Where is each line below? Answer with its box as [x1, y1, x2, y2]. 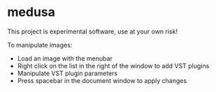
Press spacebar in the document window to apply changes [17, 76, 187, 84]
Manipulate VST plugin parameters [17, 69, 117, 77]
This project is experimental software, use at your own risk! [7, 27, 178, 36]
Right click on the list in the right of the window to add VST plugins [17, 61, 210, 70]
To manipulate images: [7, 40, 73, 49]
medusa [7, 4, 56, 20]
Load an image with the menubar [17, 54, 113, 63]
